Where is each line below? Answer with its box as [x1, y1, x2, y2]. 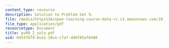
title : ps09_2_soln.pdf [5, 30, 55, 35]
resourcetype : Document [5, 26, 55, 31]
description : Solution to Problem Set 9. [5, 12, 94, 17]
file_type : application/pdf [5, 21, 64, 26]
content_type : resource [5, 7, 55, 12]
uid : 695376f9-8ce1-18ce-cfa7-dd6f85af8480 [5, 35, 98, 40]
